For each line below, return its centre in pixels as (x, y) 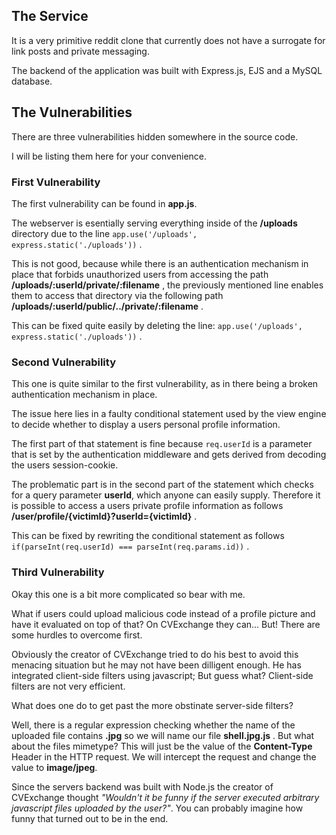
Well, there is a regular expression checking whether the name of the (153, 725)
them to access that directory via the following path (117, 295)
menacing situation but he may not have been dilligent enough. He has (156, 665)
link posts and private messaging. (80, 51)
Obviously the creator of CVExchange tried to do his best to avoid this (155, 654)
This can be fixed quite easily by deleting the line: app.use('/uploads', (157, 325)
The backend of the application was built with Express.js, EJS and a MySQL (167, 70)
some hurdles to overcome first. (77, 635)
